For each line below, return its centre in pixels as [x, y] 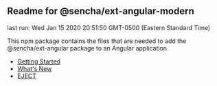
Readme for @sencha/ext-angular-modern [101, 11]
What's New [34, 68]
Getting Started [38, 61]
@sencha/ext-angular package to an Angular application [87, 48]
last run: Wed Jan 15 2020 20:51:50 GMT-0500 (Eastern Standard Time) [109, 27]
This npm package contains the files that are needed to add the [97, 41]
